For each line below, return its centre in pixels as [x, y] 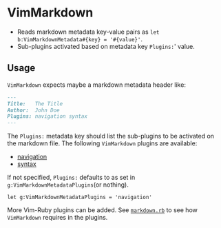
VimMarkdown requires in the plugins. [57, 218]
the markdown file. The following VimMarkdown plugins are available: [102, 143]
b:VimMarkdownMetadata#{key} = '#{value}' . [80, 39]
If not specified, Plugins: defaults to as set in [71, 178]
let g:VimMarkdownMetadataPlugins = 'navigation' [80, 198]
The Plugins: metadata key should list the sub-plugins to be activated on [111, 136]
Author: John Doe [33, 110]
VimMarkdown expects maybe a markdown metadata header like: [96, 85]
